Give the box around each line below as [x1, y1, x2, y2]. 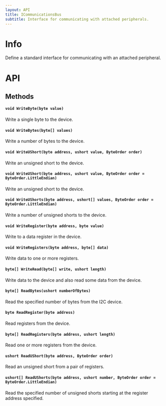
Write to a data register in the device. [5, 234, 82, 240]
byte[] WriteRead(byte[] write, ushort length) [5, 267, 107, 272]
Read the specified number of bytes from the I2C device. [5, 299, 123, 305]
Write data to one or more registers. [5, 255, 79, 261]
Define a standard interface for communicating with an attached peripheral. [5, 55, 161, 61]
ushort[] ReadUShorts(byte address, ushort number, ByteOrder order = [5, 375, 156, 380]
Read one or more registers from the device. [5, 342, 97, 348]
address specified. [5, 395, 44, 401]
